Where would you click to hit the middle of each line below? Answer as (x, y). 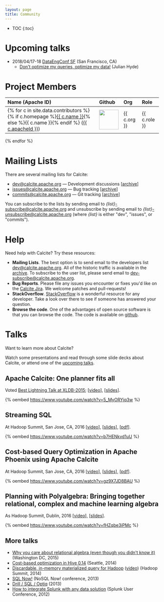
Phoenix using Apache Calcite (52, 460)
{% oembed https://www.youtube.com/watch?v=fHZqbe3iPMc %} (72, 525)
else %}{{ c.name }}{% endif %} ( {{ (47, 123)
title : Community (23, 14)
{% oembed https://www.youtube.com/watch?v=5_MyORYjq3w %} (73, 400)
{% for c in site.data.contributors (45, 110)
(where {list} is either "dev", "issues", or (113, 215)
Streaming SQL (29, 415)
